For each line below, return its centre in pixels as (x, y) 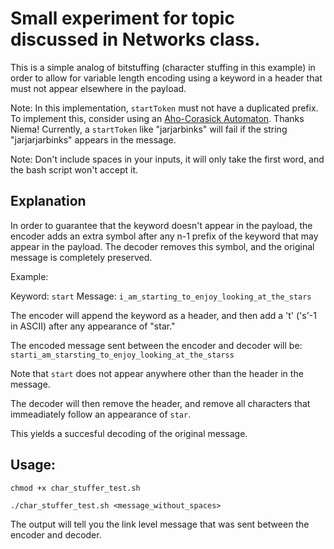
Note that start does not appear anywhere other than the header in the (157, 373)
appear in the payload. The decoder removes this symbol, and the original (162, 246)
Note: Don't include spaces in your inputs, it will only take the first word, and (167, 159)
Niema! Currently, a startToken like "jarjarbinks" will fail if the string (149, 129)
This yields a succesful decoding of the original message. (129, 433)
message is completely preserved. (81, 257)
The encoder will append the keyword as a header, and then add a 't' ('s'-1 (164, 315)
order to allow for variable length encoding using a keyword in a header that (166, 78)
